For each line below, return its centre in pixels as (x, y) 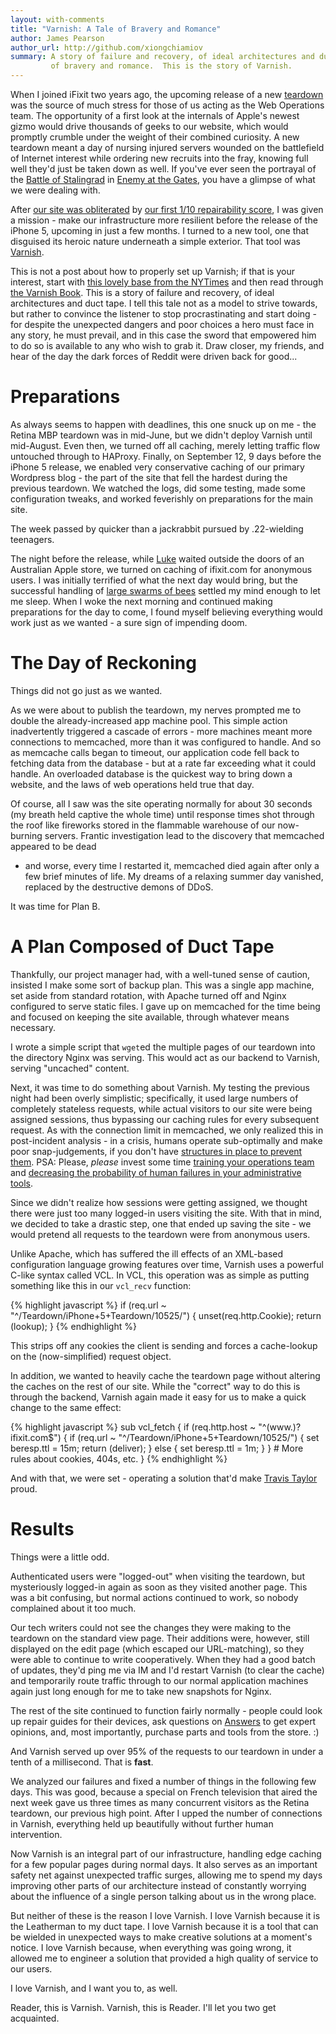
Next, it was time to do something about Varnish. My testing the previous (160, 1087)
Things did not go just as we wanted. (86, 690)
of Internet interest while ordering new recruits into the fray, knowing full (159, 158)
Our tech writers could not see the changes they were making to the (151, 1627)
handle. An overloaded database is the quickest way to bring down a (151, 773)
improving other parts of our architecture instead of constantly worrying (158, 1885)
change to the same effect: (66, 1407)
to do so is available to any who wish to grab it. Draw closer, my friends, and (167, 345)
